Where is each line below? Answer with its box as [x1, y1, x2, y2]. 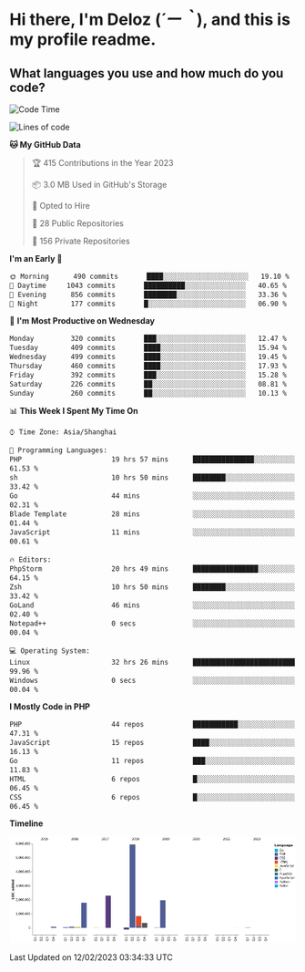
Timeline [9, 818, 44, 829]
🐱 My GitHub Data [9, 140, 82, 150]
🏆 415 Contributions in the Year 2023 [31, 158, 174, 168]
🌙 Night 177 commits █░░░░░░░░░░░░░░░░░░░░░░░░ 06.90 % [9, 299, 287, 308]
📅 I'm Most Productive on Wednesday [9, 315, 155, 326]
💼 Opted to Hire [31, 201, 91, 211]
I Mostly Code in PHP [9, 701, 91, 712]
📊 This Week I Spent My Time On [9, 406, 138, 416]
